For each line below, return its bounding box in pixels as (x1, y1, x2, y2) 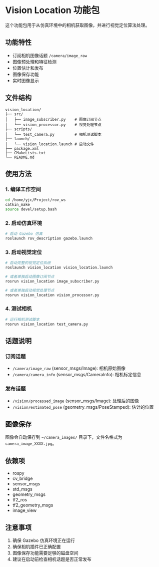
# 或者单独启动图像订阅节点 (5, 274, 55, 279)
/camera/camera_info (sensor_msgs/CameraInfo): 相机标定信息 (12, 372, 141, 378)
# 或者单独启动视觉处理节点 (5, 288, 55, 293)
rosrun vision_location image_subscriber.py (5, 278, 99, 283)
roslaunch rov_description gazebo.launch (5, 236, 93, 241)
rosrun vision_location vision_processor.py (5, 293, 99, 298)
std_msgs (12, 486, 32, 492)
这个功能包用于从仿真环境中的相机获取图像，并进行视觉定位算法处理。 (5, 22, 150, 28)
